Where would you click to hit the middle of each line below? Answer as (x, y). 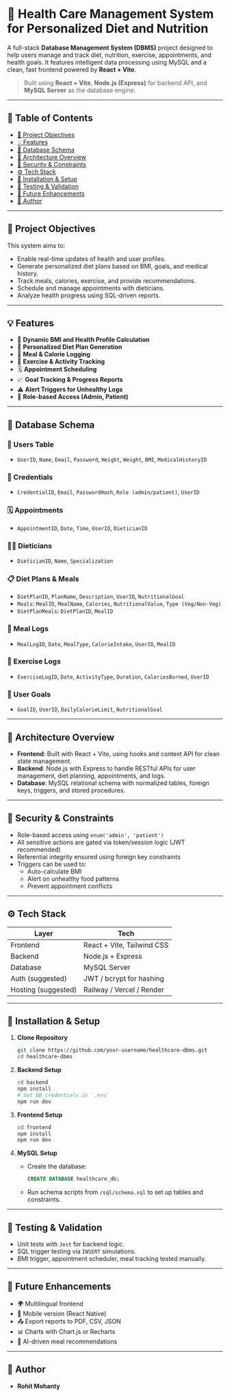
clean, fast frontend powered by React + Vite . (72, 69)
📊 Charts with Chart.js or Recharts (66, 1331)
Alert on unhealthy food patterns (73, 878)
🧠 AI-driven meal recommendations (67, 1341)
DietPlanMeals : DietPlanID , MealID (65, 611)
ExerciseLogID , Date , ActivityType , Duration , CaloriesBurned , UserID (113, 677)
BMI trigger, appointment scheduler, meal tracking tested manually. (112, 1258)
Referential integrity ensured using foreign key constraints (99, 856)
